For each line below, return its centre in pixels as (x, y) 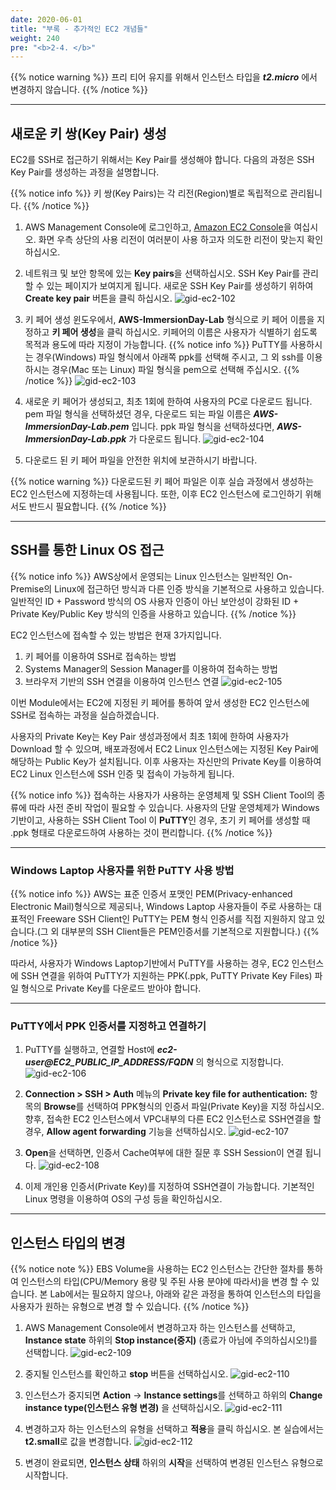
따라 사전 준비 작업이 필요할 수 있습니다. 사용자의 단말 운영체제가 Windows (174, 807)
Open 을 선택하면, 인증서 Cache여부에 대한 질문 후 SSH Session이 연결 (163, 1153)
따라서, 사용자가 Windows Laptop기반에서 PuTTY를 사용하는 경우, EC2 (150, 963)
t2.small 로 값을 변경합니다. (78, 1442)
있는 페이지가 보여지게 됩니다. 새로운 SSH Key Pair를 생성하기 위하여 (180, 286)
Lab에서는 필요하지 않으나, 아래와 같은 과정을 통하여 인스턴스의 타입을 (185, 1294)
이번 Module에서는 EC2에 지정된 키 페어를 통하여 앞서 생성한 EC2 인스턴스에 (160, 702)
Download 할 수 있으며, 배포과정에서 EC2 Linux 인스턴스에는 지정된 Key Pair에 (164, 748)
